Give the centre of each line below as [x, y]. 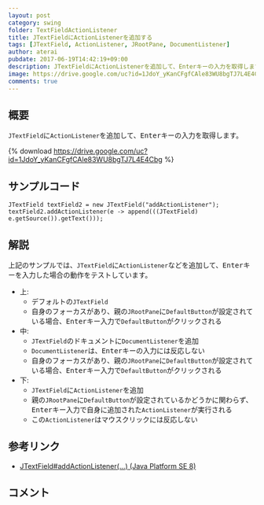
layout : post [29, 15]
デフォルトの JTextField [70, 301]
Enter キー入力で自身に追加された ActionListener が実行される [132, 409]
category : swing [35, 23]
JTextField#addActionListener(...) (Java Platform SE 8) [108, 466]
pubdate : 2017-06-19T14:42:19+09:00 [68, 60]
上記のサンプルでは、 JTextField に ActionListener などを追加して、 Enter [126, 265]
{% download [30, 151]
